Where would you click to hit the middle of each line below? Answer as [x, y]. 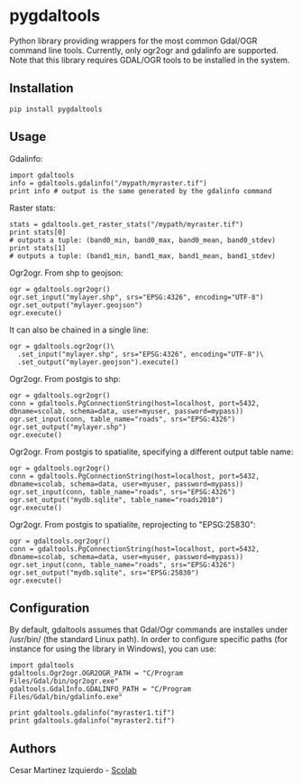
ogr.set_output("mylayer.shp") [68, 427]
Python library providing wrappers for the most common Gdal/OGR [133, 41]
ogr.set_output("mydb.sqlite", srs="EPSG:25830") [105, 573]
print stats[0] [38, 232]
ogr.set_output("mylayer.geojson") [76, 305]
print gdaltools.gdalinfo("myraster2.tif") [92, 721]
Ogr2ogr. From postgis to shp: [65, 378]
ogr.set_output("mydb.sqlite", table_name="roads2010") [116, 499]
